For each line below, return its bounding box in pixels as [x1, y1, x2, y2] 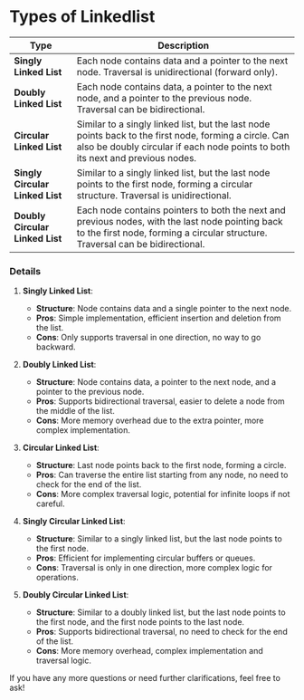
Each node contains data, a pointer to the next [76, 80, 272, 92]
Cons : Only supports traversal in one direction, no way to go [35, 332, 261, 343]
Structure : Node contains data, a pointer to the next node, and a [35, 377, 277, 388]
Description [157, 39, 210, 52]
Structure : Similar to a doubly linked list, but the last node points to [35, 607, 287, 618]
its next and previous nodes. [76, 151, 197, 164]
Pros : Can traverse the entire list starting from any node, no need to [35, 469, 289, 481]
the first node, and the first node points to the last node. [35, 617, 245, 628]
